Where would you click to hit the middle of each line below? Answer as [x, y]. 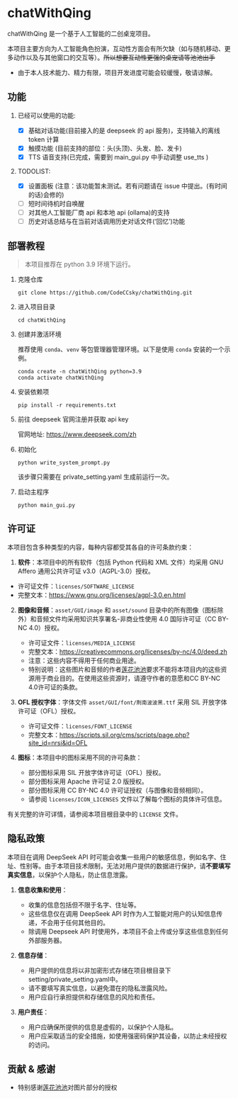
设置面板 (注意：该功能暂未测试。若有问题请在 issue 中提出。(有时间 [128, 186]
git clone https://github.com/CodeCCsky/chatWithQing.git [105, 293]
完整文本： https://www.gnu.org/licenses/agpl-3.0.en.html [102, 595]
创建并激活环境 [39, 334]
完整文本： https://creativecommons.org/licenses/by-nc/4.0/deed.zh [128, 651]
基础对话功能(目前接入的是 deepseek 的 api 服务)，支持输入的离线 [124, 130]
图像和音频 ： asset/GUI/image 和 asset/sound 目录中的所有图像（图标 [117, 610]
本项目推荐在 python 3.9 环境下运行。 [79, 264]
